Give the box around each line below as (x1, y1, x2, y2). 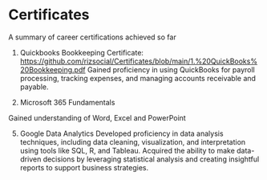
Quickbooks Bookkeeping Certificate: (19, 47, 144, 57)
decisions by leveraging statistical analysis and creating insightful (42, 154, 260, 164)
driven (19, 154, 42, 164)
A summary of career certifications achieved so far (8, 32, 176, 42)
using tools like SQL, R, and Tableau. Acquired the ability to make (19, 145, 235, 155)
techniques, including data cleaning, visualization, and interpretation (19, 137, 246, 146)
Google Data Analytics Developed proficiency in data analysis (19, 129, 224, 138)
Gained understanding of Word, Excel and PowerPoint (8, 112, 186, 122)
